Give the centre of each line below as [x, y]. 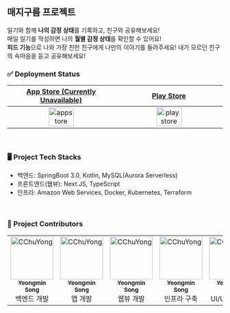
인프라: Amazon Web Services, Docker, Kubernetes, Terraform [104, 192]
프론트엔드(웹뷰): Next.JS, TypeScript [68, 184]
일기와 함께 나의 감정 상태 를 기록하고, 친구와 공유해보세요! [84, 30]
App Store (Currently [61, 92]
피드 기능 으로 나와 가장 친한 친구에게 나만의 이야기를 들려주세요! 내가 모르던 [107, 47]
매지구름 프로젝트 [41, 12]
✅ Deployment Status [43, 74]
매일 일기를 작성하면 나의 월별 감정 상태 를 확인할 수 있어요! [85, 38]
